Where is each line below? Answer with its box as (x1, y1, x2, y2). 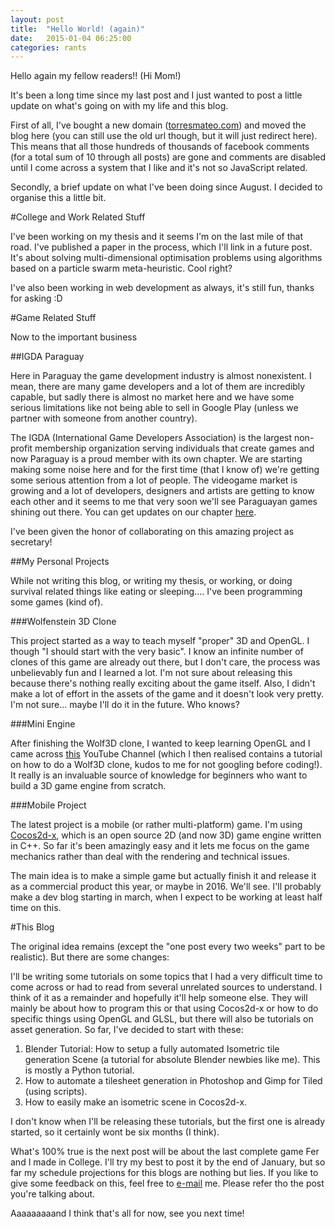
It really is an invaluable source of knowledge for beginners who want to (10, 769, 308, 781)
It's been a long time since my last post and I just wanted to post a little (10, 89, 303, 101)
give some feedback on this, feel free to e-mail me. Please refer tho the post (10, 1177, 325, 1190)
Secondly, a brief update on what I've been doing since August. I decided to (10, 181, 323, 193)
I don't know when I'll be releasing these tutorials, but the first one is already (10, 1116, 326, 1128)
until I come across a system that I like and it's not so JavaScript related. (10, 162, 308, 174)
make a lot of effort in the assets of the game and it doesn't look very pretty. (10, 688, 324, 700)
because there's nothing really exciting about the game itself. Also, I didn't (10, 677, 316, 690)
